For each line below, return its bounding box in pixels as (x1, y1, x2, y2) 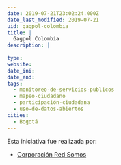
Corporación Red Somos (16, 150, 87, 158)
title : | (7, 29, 32, 36)
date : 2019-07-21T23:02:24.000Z (7, 10, 99, 17)
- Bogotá (13, 118, 38, 125)
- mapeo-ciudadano (13, 93, 66, 100)
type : (7, 55, 23, 62)
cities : (7, 112, 29, 118)
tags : (7, 80, 23, 87)
